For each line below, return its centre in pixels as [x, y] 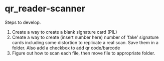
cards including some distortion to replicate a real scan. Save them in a [85, 42]
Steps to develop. [23, 22]
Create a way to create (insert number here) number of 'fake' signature [85, 37]
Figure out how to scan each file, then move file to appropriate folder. [84, 53]
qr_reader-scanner [45, 9]
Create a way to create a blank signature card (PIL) [64, 32]
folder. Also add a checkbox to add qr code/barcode [66, 48]
